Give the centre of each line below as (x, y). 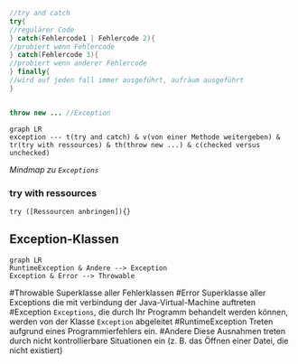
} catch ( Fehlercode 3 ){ (54, 55)
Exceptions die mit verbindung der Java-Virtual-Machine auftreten (132, 302)
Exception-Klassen (64, 239)
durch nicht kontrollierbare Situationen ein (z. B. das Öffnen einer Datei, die (149, 341)
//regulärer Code (42, 30)
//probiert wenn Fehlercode (62, 47)
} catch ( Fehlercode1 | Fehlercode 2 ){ (82, 38)
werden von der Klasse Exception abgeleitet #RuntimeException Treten (141, 322)
